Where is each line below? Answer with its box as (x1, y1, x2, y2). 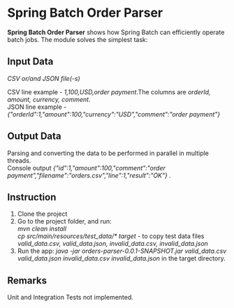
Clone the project (17, 210, 68, 218)
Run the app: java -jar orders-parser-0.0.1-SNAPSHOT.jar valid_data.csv (17, 247, 227, 256)
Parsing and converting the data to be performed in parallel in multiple (7, 149, 210, 157)
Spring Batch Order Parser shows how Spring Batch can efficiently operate (7, 28, 225, 36)
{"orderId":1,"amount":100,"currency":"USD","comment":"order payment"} (7, 110, 221, 118)
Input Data (7, 56, 54, 68)
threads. (7, 156, 31, 165)
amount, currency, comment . (7, 95, 91, 103)
